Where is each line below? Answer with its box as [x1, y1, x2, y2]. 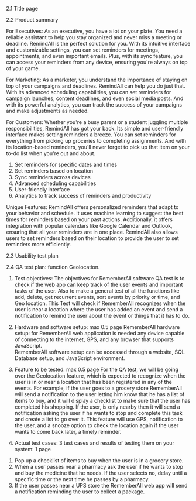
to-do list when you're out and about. [6, 150, 96, 157]
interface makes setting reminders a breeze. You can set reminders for [6, 131, 177, 138]
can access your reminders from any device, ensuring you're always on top [6, 59, 188, 66]
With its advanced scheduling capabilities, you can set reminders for [6, 89, 171, 95]
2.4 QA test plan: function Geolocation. [6, 263, 100, 270]
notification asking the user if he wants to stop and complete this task [14, 410, 183, 416]
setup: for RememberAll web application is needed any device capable [14, 330, 185, 337]
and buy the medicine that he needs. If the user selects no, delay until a [14, 469, 187, 476]
